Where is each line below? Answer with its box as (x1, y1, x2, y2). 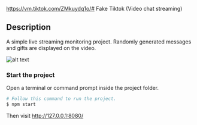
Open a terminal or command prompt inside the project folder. (6, 85, 159, 92)
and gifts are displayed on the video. (6, 44, 96, 51)
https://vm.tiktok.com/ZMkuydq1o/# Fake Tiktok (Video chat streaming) (6, 5, 183, 12)
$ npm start (6, 101, 36, 107)
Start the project (6, 71, 55, 79)
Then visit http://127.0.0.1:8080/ (6, 112, 84, 119)
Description (6, 22, 51, 32)
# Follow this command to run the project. (6, 96, 117, 102)
